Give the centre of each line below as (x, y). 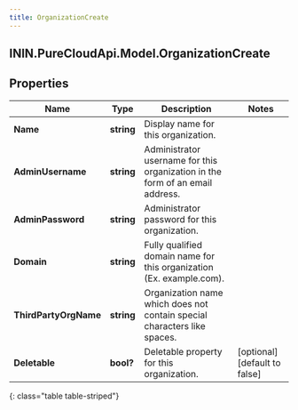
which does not (176, 303)
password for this (180, 219)
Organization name (184, 293)
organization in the (183, 172)
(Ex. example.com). (184, 278)
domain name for (180, 256)
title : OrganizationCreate (59, 17)
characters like (175, 326)
